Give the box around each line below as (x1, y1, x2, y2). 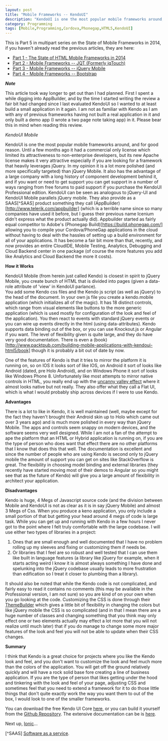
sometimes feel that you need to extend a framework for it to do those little (5, 685, 159, 691)
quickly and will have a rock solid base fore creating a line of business (5, 669, 149, 675)
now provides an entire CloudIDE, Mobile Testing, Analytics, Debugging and (5, 243, 161, 249)
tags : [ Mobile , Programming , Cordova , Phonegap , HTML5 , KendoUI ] (5, 26, 133, 31)
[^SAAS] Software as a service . (5, 730, 70, 736)
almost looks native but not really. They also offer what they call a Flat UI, (5, 384, 156, 390)
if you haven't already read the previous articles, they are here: (5, 45, 135, 51)
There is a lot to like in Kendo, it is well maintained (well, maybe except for (5, 409, 157, 415)
